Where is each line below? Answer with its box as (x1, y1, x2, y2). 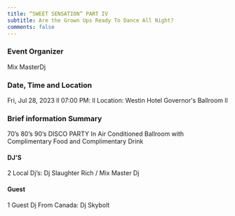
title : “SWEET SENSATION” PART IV (7, 10, 109, 18)
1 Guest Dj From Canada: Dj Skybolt (7, 201, 110, 209)
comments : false (7, 23, 55, 30)
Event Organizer (7, 46, 65, 56)
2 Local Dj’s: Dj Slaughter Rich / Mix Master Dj (7, 169, 140, 177)
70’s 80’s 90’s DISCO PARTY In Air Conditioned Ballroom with (7, 129, 184, 138)
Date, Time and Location (7, 80, 93, 90)
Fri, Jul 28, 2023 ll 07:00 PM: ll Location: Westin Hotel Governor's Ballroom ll (7, 96, 228, 104)
